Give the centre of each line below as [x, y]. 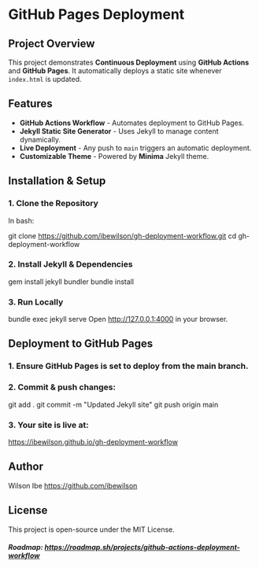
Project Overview [52, 44]
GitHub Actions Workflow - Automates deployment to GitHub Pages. [131, 123]
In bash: [21, 220]
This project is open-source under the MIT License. [92, 529]
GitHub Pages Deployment [96, 15]
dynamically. [40, 139]
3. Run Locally [36, 302]
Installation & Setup [57, 181]
